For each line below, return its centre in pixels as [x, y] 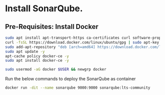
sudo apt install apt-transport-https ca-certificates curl [68, 38]
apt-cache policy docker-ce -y [37, 56]
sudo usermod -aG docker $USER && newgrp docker [56, 70]
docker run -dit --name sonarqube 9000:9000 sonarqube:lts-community [78, 88]
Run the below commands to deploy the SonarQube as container [70, 79]
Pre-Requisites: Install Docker [52, 27]
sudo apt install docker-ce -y [37, 61]
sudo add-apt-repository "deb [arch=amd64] [50, 47]
